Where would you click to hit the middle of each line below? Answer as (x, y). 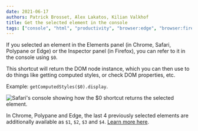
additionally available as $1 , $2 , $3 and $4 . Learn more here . (77, 122)
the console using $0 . (32, 57)
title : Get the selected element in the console (67, 22)
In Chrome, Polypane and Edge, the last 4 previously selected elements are (97, 116)
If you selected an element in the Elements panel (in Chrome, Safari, (89, 45)
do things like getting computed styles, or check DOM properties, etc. (91, 75)
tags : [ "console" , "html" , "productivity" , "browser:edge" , (82, 28)
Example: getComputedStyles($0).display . (57, 87)
